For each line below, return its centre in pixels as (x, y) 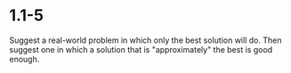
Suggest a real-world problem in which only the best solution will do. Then (145, 40)
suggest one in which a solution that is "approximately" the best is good (141, 49)
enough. (24, 59)
